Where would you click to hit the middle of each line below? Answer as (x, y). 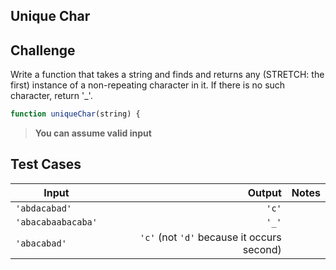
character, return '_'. (51, 96)
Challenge (43, 50)
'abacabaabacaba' (56, 222)
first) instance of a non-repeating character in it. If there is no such (148, 85)
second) (262, 249)
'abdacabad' (44, 208)
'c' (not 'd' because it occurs (210, 237)
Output (264, 192)
